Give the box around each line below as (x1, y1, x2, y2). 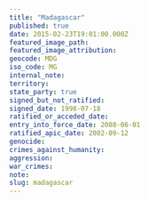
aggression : (9, 153, 53, 163)
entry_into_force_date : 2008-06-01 (9, 121, 141, 130)
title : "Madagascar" (9, 12, 86, 22)
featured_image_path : (9, 37, 90, 47)
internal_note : (9, 71, 66, 80)
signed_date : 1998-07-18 (9, 104, 101, 113)
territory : (9, 79, 50, 88)
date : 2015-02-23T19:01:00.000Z (9, 29, 129, 38)
